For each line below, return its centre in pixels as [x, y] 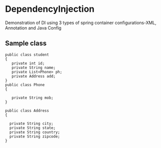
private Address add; [34, 76]
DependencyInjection [50, 9]
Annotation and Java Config [33, 28]
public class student [27, 55]
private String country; [35, 132]
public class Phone [25, 85]
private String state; [33, 128]
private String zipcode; [35, 136]
